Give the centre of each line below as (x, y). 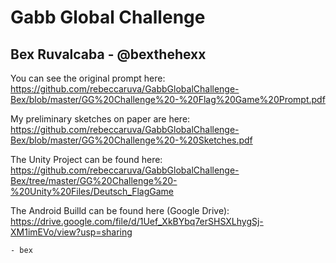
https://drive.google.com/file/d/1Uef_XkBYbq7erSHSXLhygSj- (137, 221)
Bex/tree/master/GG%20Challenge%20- (94, 180)
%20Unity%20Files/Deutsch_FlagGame (92, 191)
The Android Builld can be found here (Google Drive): (120, 210)
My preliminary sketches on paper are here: (100, 119)
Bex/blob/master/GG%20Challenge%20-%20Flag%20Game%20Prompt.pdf (168, 99)
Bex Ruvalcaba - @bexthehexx (108, 54)
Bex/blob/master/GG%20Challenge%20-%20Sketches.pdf (131, 140)
